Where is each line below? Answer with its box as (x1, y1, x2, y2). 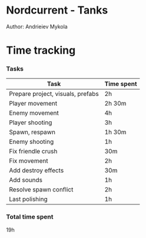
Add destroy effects (9, 166, 64, 174)
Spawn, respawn (9, 128, 56, 136)
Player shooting (9, 118, 52, 127)
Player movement (9, 100, 58, 108)
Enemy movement (9, 109, 59, 117)
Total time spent (6, 213, 54, 221)
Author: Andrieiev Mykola (6, 23, 68, 30)
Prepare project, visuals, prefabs (9, 90, 99, 98)
